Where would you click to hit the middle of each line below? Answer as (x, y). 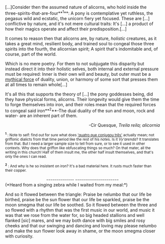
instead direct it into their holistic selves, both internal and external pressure (82, 69)
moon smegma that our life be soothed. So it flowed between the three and (81, 205)
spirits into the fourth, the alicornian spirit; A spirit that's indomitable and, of (82, 49)
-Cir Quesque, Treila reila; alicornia (124, 125)
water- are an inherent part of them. (41, 116)
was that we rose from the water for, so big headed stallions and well (75, 215)
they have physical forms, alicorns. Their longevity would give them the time (82, 99)
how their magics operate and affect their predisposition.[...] (66, 29)
